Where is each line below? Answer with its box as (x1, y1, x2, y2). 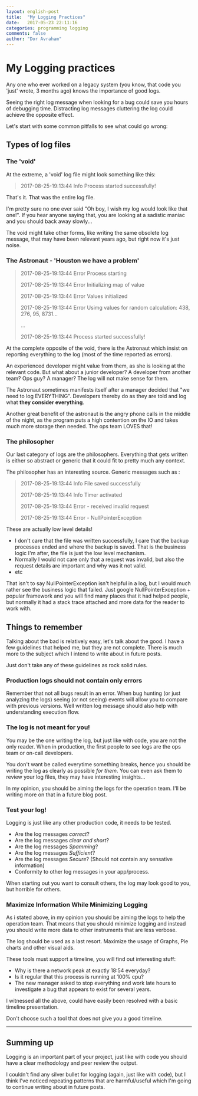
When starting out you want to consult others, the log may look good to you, (6, 880, 192, 887)
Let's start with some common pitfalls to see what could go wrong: (6, 122, 168, 130)
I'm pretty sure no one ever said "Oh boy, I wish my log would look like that (6, 205, 188, 212)
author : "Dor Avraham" (6, 36, 62, 42)
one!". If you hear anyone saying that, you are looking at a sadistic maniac (6, 211, 186, 218)
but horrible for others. (6, 885, 61, 892)
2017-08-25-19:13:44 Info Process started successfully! (20, 182, 156, 189)
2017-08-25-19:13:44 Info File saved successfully (20, 480, 141, 487)
